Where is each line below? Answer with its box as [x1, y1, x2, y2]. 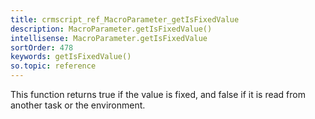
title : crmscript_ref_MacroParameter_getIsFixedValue [10, 14, 240, 25]
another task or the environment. [10, 99, 146, 111]
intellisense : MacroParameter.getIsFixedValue [10, 33, 208, 43]
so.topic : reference [10, 61, 97, 71]
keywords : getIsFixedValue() [10, 52, 132, 62]
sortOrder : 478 [10, 42, 74, 53]
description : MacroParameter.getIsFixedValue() [10, 24, 213, 34]
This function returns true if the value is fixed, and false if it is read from [10, 89, 307, 100]
